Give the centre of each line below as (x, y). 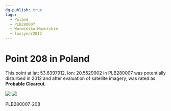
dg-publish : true (24, 10)
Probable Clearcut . (26, 84)
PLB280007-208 (23, 104)
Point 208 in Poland (48, 59)
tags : (11, 15)
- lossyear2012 (26, 34)
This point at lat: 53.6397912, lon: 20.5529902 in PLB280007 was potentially (86, 73)
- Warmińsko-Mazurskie (34, 29)
